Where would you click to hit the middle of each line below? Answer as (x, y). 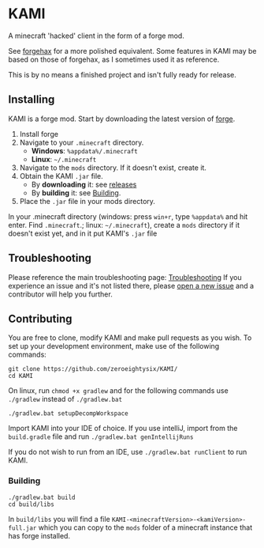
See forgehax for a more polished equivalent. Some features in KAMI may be (132, 51)
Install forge (39, 134)
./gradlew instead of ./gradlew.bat (65, 399)
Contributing (40, 318)
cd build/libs (32, 504)
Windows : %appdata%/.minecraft (84, 150)
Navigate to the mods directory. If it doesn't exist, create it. (113, 168)
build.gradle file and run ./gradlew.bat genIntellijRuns (101, 437)
